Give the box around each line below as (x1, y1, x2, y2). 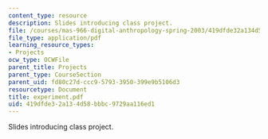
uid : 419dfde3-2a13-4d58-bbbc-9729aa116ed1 (8, 100, 156, 108)
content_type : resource (8, 11, 88, 20)
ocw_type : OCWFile (8, 56, 69, 64)
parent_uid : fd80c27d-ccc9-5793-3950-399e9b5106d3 (8, 78, 180, 86)
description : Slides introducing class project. (8, 19, 173, 27)
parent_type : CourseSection (8, 71, 102, 79)
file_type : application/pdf (8, 33, 102, 42)
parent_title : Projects (8, 64, 88, 71)
